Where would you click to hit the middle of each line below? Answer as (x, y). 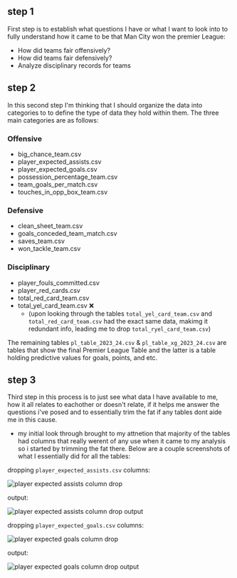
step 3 (22, 380)
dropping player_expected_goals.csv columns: (76, 525)
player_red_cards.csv (49, 290)
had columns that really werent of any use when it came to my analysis (122, 441)
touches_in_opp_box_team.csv (63, 192)
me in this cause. (32, 420)
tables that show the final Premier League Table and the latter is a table (111, 350)
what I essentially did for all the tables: (74, 456)
